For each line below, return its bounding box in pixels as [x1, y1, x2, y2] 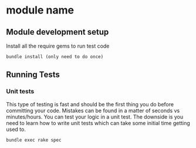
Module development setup [6, 27, 109, 37]
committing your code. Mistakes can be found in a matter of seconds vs [6, 107, 180, 114]
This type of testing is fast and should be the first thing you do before [6, 100, 174, 107]
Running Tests [6, 70, 60, 80]
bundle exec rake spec [6, 137, 62, 143]
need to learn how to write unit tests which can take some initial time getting [6, 119, 191, 126]
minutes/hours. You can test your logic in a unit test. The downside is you [6, 113, 184, 120]
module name [6, 4, 75, 17]
